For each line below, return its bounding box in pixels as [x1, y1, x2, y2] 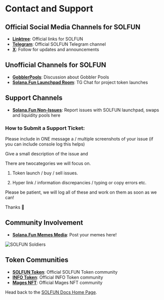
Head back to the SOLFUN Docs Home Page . [5, 289, 98, 295]
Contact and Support [5, 3, 93, 14]
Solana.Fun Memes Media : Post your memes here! [12, 231, 117, 237]
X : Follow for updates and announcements [12, 47, 99, 52]
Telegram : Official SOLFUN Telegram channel [12, 41, 106, 47]
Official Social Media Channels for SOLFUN [5, 23, 141, 31]
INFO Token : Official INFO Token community [12, 274, 103, 280]
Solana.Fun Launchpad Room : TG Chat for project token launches [12, 79, 148, 85]
